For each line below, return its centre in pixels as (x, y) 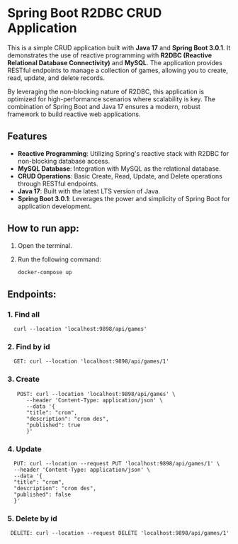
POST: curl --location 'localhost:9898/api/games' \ (96, 394)
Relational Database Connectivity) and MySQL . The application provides (115, 62)
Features (27, 136)
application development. (55, 206)
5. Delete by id (33, 518)
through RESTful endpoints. (58, 183)
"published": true (53, 425)
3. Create (24, 379)
